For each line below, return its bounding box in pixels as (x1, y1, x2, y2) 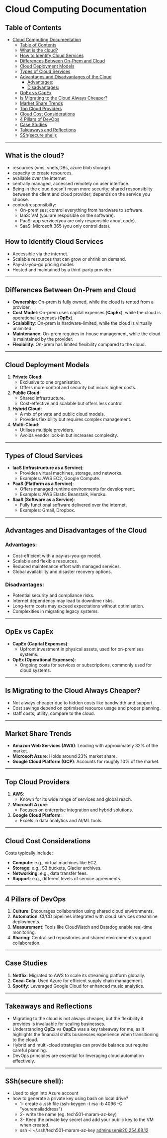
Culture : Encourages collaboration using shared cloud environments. (12, 908, 154, 914)
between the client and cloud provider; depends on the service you (12, 191, 150, 197)
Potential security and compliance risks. (12, 592, 94, 598)
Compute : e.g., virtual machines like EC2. (12, 860, 98, 866)
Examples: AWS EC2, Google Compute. (19, 476, 100, 482)
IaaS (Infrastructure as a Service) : (12, 465, 84, 471)
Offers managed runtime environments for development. (19, 486, 136, 492)
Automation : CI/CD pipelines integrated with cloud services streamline (12, 913, 158, 919)
